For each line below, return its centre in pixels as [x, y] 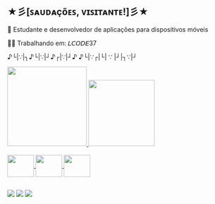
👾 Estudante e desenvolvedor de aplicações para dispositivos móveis [108, 29]
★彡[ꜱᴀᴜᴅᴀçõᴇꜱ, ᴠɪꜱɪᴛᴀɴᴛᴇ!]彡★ [78, 12]
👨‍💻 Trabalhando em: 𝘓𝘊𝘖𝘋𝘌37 [52, 43]
